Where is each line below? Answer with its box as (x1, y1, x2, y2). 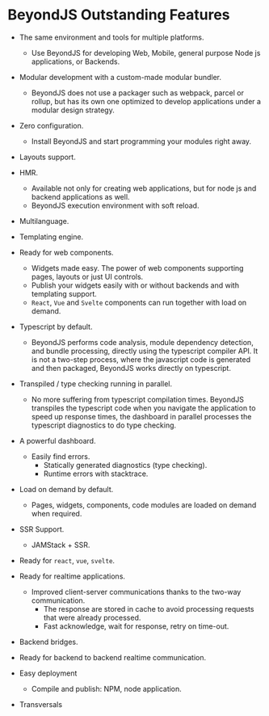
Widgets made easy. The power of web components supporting (31, 263, 244, 272)
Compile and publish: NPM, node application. (31, 684, 183, 693)
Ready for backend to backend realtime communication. (19, 652, 207, 662)
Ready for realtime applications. (19, 571, 126, 581)
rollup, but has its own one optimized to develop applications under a (31, 96, 262, 106)
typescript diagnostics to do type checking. (31, 420, 177, 430)
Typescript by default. (19, 322, 93, 331)
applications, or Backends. (31, 57, 120, 66)
